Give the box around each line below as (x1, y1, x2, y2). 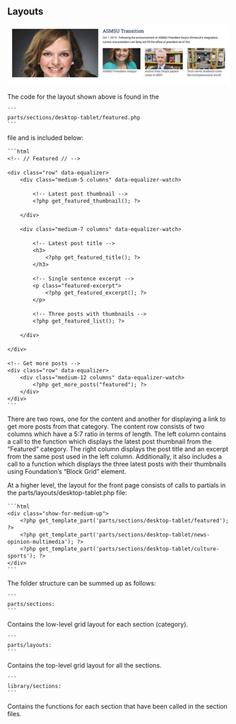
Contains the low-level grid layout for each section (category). (7, 619, 189, 628)
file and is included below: (7, 133, 83, 142)
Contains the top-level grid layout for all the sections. (7, 660, 162, 670)
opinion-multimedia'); (7, 538, 74, 545)
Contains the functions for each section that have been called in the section (7, 702, 228, 711)
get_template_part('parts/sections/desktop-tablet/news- (38, 531, 211, 538)
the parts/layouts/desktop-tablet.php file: (7, 488, 127, 497)
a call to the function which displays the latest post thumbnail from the (7, 437, 212, 446)
